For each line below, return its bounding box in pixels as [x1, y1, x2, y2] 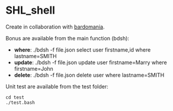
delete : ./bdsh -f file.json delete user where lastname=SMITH [14, 71, 165, 78]
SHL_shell [5, 4, 56, 17]
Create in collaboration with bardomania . [5, 23, 105, 30]
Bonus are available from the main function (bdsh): [5, 34, 130, 42]
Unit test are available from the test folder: [5, 83, 109, 90]
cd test [5, 94, 25, 100]
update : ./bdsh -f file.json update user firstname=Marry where [14, 59, 167, 66]
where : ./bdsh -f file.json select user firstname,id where [14, 46, 151, 53]
